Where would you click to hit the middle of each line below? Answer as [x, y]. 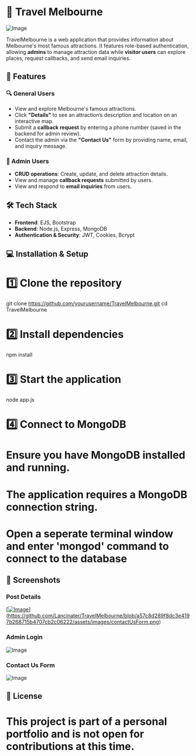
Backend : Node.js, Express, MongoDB [61, 228]
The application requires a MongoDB [97, 495]
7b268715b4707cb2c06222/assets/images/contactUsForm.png [82, 622]
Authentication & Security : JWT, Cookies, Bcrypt [75, 235]
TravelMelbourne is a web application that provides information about [90, 39]
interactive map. [34, 121]
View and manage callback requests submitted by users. [84, 180]
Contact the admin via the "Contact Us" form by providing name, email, [101, 139]
